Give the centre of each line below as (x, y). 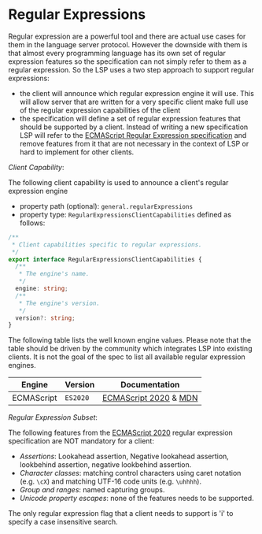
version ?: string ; (46, 318)
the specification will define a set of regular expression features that (130, 118)
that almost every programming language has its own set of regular (117, 53)
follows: (32, 223)
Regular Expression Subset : (53, 417)
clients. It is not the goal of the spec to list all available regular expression (127, 357)
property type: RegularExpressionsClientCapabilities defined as (125, 214)
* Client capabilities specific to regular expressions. (107, 245)
